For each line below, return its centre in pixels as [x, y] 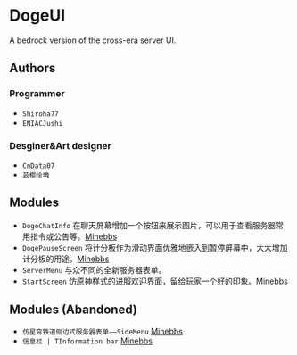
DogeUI [37, 16]
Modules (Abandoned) [74, 310]
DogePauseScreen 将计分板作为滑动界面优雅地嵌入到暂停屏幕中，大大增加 [155, 247]
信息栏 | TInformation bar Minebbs [87, 341]
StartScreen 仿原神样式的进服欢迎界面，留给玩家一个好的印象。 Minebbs [155, 281]
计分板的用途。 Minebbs [66, 259]
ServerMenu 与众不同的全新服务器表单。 [94, 269]
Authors [33, 68]
